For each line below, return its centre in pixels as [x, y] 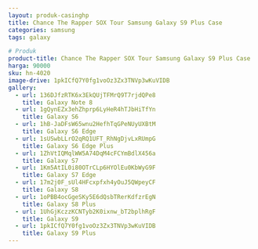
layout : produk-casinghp [49, 15]
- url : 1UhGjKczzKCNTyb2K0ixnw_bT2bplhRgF [85, 211]
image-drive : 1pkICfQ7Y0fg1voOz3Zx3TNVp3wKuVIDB [89, 80]
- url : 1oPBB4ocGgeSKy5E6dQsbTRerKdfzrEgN [85, 197]
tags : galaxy [29, 37]
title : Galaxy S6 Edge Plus [68, 146]
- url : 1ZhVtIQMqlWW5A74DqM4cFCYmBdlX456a [85, 153]
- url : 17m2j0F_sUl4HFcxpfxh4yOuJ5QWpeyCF [85, 182]
